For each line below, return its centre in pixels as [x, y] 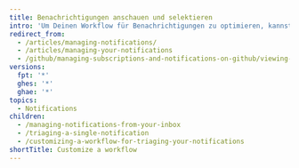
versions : [28, 68]
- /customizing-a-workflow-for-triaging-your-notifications [131, 141]
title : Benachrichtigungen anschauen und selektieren [111, 17]
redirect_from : [37, 34]
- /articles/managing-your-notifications [95, 51]
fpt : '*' [33, 76]
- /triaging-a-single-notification [83, 133]
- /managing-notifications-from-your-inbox [99, 125]
